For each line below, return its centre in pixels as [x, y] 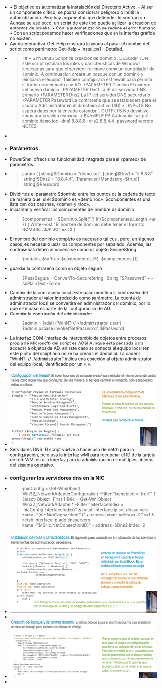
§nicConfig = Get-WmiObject [51, 488]
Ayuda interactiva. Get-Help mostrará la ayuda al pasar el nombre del [79, 43]
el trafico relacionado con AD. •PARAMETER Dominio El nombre [86, 85]
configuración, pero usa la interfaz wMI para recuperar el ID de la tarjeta [82, 455]
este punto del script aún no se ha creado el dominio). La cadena [75, 354]
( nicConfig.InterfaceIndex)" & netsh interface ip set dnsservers [85, 509]
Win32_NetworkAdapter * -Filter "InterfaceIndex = [73, 504]
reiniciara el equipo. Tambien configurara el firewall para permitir [87, 79]
